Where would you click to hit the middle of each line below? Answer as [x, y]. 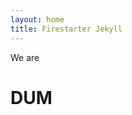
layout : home [37, 19]
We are [25, 57]
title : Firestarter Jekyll [66, 29]
